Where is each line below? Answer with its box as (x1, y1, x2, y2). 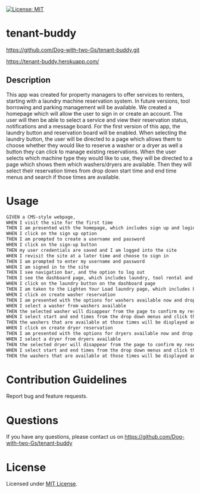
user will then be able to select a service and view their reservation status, (6, 116, 189, 124)
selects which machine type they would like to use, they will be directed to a (6, 154, 193, 161)
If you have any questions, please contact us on (6, 433, 124, 440)
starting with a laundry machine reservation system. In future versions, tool (6, 97, 190, 104)
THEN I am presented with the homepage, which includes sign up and (6, 225, 180, 231)
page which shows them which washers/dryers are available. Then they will (6, 161, 192, 168)
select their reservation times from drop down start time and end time (6, 167, 177, 174)
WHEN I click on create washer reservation (6, 291, 116, 298)
